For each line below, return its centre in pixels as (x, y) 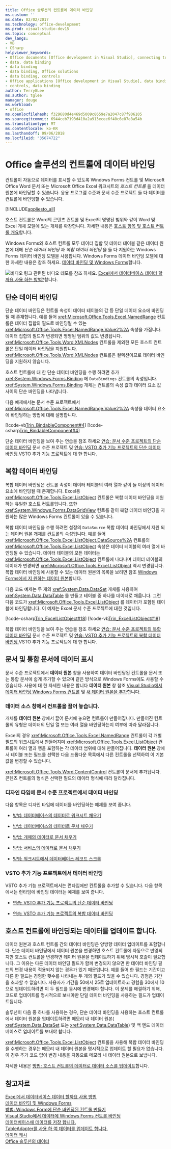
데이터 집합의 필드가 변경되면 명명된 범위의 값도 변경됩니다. (64, 336)
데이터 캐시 (16, 1135)
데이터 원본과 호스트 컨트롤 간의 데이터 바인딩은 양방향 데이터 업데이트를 (77, 944)
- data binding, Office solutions (42, 72)
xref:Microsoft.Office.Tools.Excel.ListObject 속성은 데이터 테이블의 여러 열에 (83, 546)
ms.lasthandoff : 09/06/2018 (35, 133)
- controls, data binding (33, 86)
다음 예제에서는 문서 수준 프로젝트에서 (43, 402)
